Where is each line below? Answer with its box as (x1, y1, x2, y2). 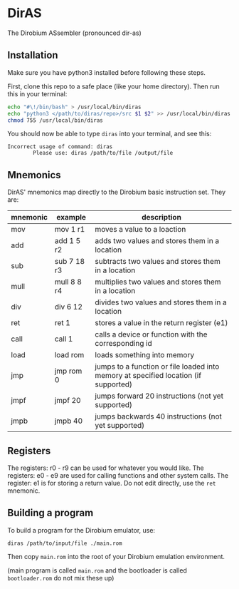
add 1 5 (54, 236, 81, 246)
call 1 (54, 334, 73, 344)
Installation (7, 49, 58, 61)
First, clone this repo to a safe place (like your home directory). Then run (7, 82, 221, 91)
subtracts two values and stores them (95, 257, 221, 267)
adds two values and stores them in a (95, 236, 219, 246)
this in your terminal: (7, 89, 68, 98)
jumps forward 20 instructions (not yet (95, 391, 224, 401)
